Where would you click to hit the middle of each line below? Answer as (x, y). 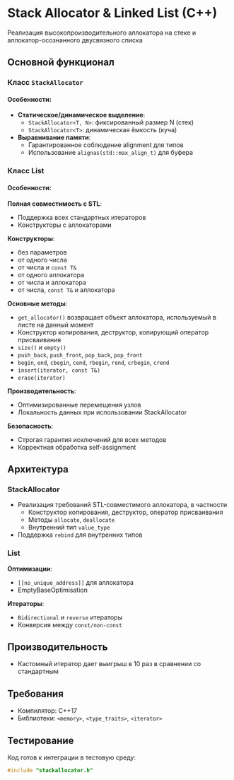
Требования (35, 693)
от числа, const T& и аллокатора (66, 290)
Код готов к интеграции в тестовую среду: (72, 757)
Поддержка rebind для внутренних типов (80, 535)
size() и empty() (42, 347)
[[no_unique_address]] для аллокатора (76, 582)
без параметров (42, 252)
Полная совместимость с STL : (55, 204)
